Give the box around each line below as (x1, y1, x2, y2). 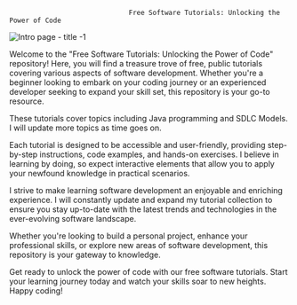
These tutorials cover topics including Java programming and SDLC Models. (9, 113, 289, 123)
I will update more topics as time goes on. (9, 122, 162, 133)
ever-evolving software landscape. (9, 214, 137, 223)
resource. (9, 96, 44, 106)
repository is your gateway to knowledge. (9, 249, 162, 260)
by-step (9, 149, 38, 160)
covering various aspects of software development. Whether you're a (9, 67, 264, 78)
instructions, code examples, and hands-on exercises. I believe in (39, 149, 280, 160)
